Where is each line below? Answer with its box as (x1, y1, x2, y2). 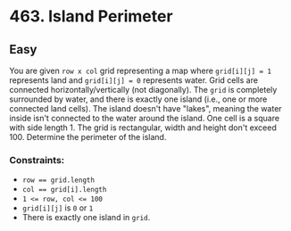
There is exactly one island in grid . (21, 212, 151, 223)
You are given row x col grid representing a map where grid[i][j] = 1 (9, 65, 272, 76)
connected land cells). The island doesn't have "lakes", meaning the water (9, 103, 283, 113)
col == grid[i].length (21, 186, 107, 194)
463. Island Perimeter (9, 6, 173, 27)
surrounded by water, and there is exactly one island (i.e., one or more (9, 94, 268, 104)
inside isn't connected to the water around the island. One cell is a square (9, 113, 279, 123)
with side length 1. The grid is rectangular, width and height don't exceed (9, 122, 277, 133)
